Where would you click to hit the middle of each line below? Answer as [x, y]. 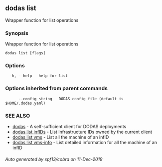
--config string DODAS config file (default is [71, 99]
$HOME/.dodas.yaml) [25, 103]
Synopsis [17, 33]
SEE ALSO [18, 116]
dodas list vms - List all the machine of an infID [61, 137]
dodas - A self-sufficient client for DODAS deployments [69, 126]
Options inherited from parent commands [57, 88]
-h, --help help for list [39, 76]
